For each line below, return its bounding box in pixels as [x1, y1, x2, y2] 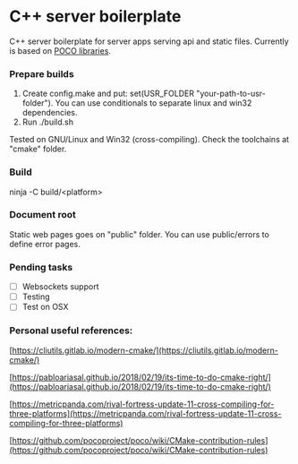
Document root [9, 209, 76, 221]
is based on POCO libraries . [9, 45, 112, 56]
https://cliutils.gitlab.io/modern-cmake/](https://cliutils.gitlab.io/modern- [12, 345, 279, 356]
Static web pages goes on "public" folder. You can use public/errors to [9, 228, 270, 239]
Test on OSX [21, 302, 69, 313]
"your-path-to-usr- [196, 88, 267, 99]
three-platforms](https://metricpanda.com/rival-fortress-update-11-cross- [9, 408, 282, 418]
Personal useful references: [9, 324, 133, 337]
